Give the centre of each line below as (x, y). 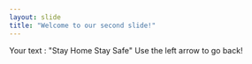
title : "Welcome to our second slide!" (83, 25)
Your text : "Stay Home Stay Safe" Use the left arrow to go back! (126, 50)
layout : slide (35, 17)
